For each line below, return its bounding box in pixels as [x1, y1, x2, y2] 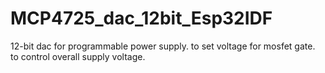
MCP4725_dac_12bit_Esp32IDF [10, 7, 273, 30]
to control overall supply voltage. [10, 50, 146, 62]
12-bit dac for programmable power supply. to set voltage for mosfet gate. [10, 40, 316, 52]
